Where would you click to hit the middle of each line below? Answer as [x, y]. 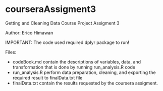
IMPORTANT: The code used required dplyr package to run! [67, 42]
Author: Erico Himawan [29, 32]
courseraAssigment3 [51, 9]
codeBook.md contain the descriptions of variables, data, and [77, 61]
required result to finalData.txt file [47, 77]
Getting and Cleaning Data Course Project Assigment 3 [62, 23]
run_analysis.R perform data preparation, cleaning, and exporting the [84, 72]
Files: [11, 52]
